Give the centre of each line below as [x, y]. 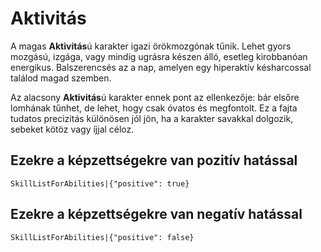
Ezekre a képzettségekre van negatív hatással [156, 214]
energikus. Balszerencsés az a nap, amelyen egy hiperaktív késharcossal [161, 67]
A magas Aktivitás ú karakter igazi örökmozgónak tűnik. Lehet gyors [151, 46]
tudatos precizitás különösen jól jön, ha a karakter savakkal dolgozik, [152, 118]
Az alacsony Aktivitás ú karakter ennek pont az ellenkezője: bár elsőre [155, 97]
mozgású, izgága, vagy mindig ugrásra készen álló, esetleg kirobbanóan [159, 56]
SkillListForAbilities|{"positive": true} [100, 183]
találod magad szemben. [61, 78]
